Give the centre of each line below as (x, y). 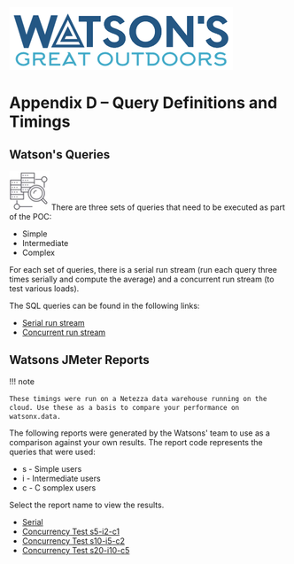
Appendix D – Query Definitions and (143, 103)
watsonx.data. (35, 416)
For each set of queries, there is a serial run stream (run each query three (143, 270)
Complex (39, 252)
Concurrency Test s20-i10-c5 (76, 550)
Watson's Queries (60, 155)
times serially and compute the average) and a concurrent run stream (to (142, 279)
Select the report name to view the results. (87, 505)
